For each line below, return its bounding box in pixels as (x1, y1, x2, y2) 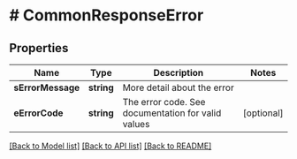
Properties (9, 41, 69, 56)
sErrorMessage (13, 81, 80, 94)
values (122, 118, 150, 130)
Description (153, 67, 204, 79)
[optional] (242, 107, 284, 119)
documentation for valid (122, 107, 222, 119)
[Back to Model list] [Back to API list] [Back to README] (9, 140, 212, 151)
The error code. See (122, 96, 206, 108)
